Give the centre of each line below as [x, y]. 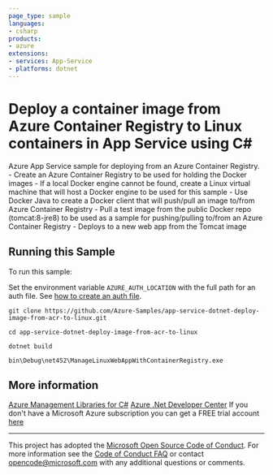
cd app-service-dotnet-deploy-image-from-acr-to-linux [103, 332]
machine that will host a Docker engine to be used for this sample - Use [128, 192]
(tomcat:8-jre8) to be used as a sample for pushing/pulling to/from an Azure [136, 218]
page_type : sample [39, 16]
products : [25, 39]
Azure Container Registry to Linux [125, 126]
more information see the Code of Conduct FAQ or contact [106, 454]
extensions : [28, 54]
